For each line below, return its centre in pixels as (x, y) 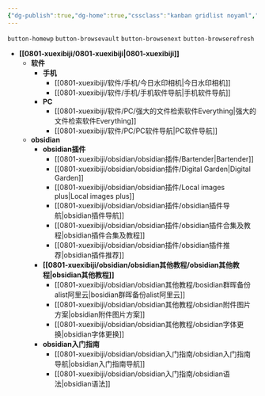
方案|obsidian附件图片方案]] (100, 314)
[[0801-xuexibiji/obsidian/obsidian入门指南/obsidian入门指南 (152, 354)
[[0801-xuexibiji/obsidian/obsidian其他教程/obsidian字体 (146, 324)
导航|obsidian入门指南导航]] (100, 364)
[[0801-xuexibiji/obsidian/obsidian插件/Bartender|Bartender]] (154, 158)
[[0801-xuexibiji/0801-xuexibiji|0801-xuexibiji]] (99, 53)
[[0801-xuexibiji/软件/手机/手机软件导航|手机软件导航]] (142, 93)
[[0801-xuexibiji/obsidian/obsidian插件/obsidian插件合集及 (149, 225)
